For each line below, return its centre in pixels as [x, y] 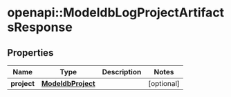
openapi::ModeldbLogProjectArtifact [116, 13]
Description [122, 72]
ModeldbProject [68, 84]
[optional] [164, 84]
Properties [30, 53]
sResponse [40, 27]
